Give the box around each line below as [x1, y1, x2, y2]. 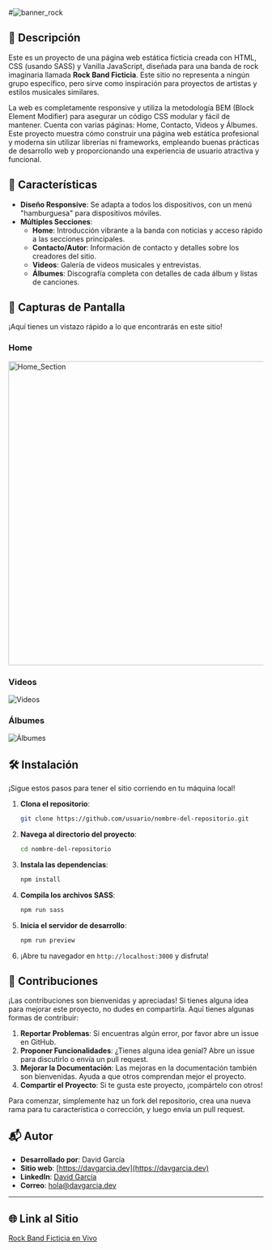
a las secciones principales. [32, 233, 125, 243]
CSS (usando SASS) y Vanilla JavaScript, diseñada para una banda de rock [8, 61, 259, 71]
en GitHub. [19, 1038, 57, 1047]
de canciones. [32, 276, 80, 287]
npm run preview [19, 936, 75, 944]
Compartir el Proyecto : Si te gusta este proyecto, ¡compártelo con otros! [19, 1081, 263, 1090]
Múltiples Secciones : [19, 216, 93, 226]
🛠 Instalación [8, 758, 79, 772]
